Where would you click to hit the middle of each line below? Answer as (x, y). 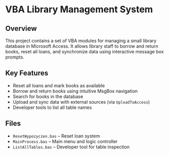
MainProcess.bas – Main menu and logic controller (65, 141)
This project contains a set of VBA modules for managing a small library (81, 41)
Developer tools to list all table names (52, 107)
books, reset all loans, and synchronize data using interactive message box (84, 52)
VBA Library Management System (79, 9)
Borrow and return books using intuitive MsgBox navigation (75, 91)
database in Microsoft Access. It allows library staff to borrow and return (82, 46)
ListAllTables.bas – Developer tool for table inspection (71, 147)
